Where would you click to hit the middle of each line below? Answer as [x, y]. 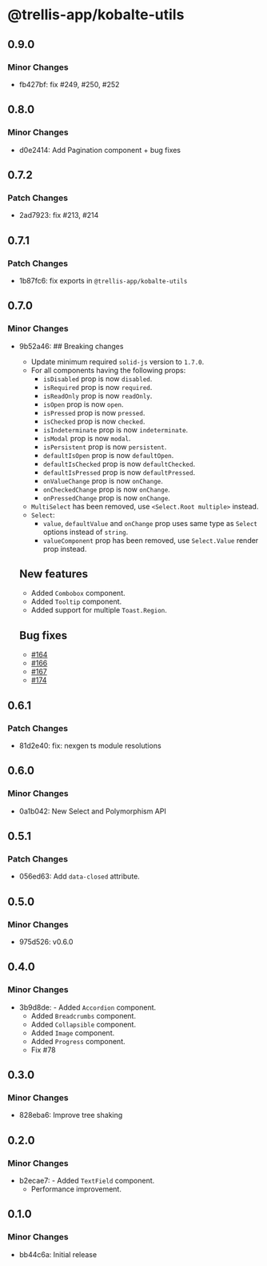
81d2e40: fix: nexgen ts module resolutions [90, 746]
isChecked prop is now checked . [94, 421]
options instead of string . [86, 532]
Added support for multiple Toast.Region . [99, 610]
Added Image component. [73, 1033]
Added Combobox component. [78, 593]
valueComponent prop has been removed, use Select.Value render [151, 540]
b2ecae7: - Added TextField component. [87, 1181]
